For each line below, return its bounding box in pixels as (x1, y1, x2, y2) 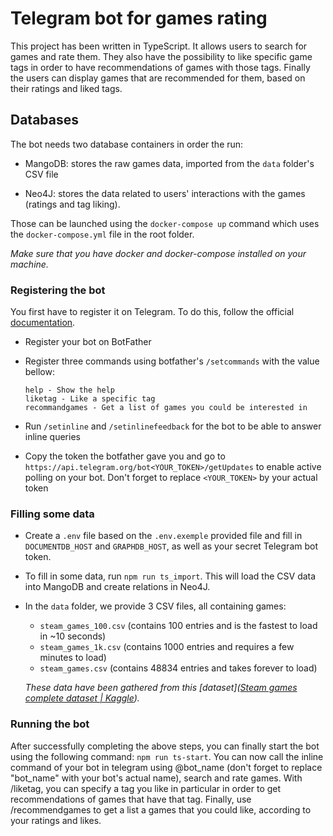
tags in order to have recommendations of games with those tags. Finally (10, 61, 311, 73)
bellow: (24, 366, 55, 378)
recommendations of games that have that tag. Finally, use (10, 793, 252, 805)
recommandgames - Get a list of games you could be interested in (24, 403, 308, 413)
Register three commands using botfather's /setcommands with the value (24, 355, 320, 367)
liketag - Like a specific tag (24, 394, 156, 404)
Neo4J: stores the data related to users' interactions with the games (24, 187, 306, 199)
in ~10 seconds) (39, 630, 107, 642)
